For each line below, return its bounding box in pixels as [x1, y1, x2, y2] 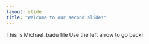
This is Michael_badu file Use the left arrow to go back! [6, 31, 144, 38]
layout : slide [6, 8, 42, 15]
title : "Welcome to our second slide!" [6, 14, 107, 20]
